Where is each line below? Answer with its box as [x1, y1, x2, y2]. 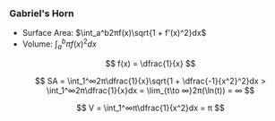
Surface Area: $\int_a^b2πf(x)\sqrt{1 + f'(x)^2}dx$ [21, 28, 207, 39]
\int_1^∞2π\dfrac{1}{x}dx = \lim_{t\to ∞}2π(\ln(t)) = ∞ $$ [46, 84, 255, 96]
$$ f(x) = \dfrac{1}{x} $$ [105, 57, 196, 69]
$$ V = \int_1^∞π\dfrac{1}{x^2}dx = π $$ [75, 102, 226, 113]
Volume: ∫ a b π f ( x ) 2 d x [21, 37, 97, 51]
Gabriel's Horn [9, 7, 74, 20]
